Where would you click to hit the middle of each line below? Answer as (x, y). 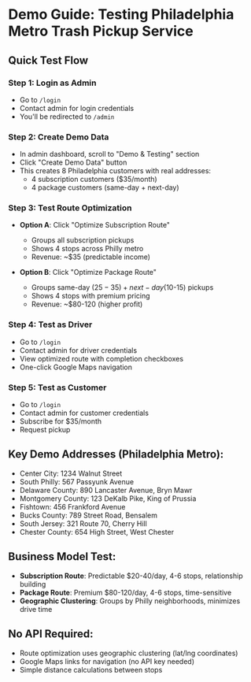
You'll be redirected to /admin (67, 117)
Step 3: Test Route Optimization (70, 208)
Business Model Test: (62, 557)
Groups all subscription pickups (83, 240)
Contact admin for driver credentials (78, 350)
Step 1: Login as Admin (52, 83)
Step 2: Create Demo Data (59, 137)
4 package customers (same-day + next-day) (105, 187)
